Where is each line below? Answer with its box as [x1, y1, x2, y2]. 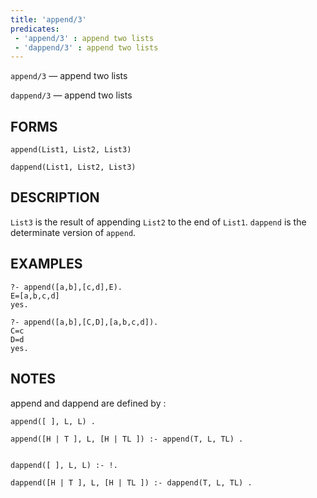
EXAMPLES [10, 256, 83, 273]
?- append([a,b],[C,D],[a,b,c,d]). [10, 317, 159, 327]
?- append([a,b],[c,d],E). [10, 282, 123, 292]
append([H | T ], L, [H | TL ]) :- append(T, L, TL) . [10, 434, 244, 444]
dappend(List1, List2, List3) [10, 162, 137, 173]
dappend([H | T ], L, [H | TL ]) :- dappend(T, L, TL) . [10, 477, 253, 488]
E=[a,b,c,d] [10, 291, 60, 301]
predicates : [10, 24, 60, 34]
